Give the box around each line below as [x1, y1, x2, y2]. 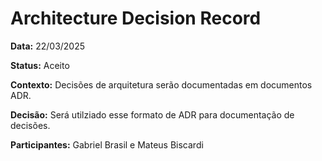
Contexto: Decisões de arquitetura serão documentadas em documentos [10, 78, 313, 91]
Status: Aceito [10, 59, 70, 71]
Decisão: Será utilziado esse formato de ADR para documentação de [10, 108, 295, 121]
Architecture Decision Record [10, 7, 262, 30]
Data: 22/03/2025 [10, 40, 86, 52]
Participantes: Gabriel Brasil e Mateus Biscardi [10, 138, 204, 151]
